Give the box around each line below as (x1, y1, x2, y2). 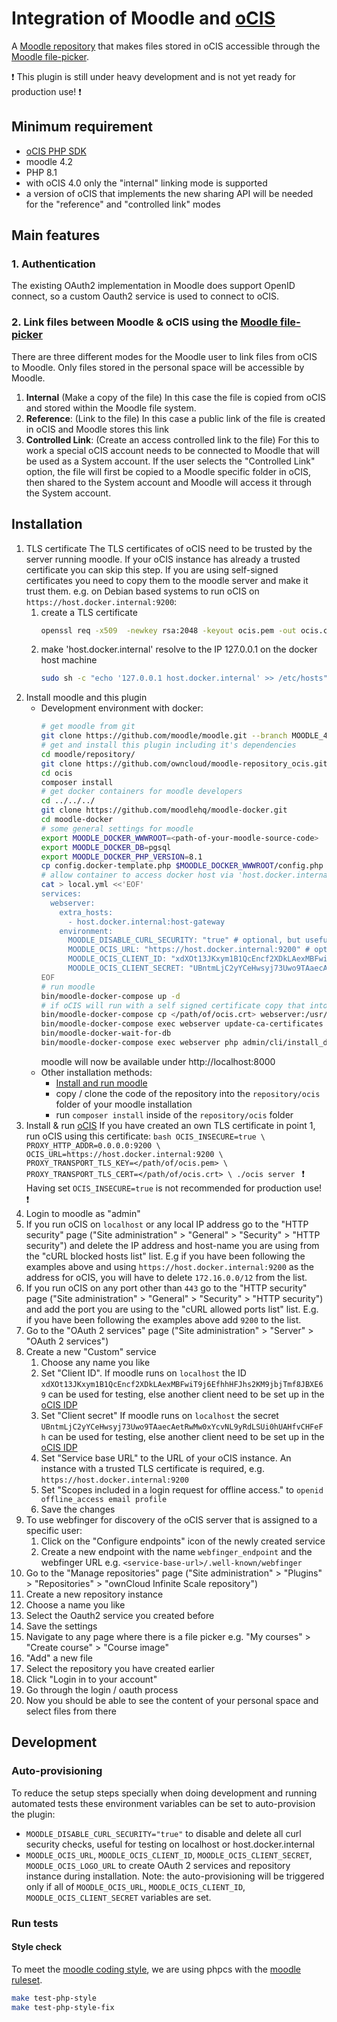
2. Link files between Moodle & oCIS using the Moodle (11, 315, 278, 329)
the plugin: (11, 1808, 56, 1820)
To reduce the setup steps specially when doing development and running (11, 1787, 318, 1799)
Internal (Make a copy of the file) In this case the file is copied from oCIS (25, 391, 326, 403)
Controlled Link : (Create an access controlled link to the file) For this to (25, 433, 320, 446)
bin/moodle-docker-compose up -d (40, 991, 181, 1001)
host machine (40, 654, 98, 666)
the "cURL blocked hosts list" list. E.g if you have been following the (25, 1250, 306, 1262)
